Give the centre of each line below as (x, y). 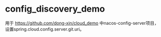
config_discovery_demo (55, 9)
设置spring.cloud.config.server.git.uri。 (45, 29)
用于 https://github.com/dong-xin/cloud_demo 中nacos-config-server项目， (82, 23)
